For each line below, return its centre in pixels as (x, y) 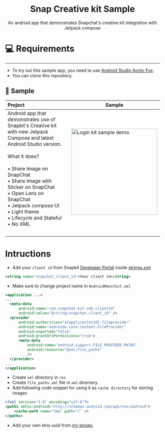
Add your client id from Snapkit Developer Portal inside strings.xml (82, 267)
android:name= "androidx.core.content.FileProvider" (72, 327)
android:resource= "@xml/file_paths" (64, 350)
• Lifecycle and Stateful (35, 217)
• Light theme (23, 212)
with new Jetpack (28, 131)
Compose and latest (31, 138)
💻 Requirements (40, 49)
